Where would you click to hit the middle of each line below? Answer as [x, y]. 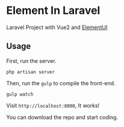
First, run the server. [31, 60]
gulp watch [20, 94]
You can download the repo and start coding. [62, 117]
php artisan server [31, 72]
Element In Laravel [53, 11]
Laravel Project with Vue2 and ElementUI [57, 27]
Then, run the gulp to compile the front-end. [61, 83]
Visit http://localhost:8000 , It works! [53, 105]
